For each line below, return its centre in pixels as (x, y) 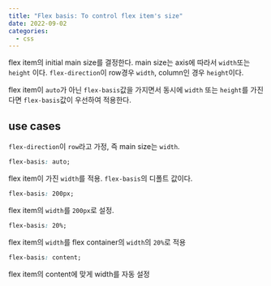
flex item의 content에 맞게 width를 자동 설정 (79, 274)
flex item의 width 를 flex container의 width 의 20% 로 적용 (97, 242)
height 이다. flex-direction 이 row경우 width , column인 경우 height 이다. (126, 73)
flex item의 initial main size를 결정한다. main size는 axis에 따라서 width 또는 (129, 62)
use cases (35, 126)
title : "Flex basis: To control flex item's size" (96, 16)
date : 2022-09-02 (38, 23)
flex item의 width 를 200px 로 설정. (62, 210)
